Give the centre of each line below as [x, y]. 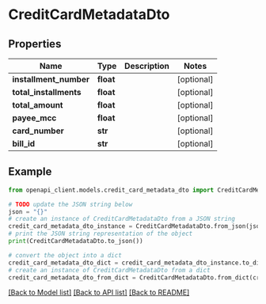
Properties [35, 44]
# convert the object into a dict [65, 255]
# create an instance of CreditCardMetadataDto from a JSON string [122, 219]
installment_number [51, 79]
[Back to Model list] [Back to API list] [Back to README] [99, 293]
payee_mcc [34, 118]
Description [147, 66]
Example [30, 172]
